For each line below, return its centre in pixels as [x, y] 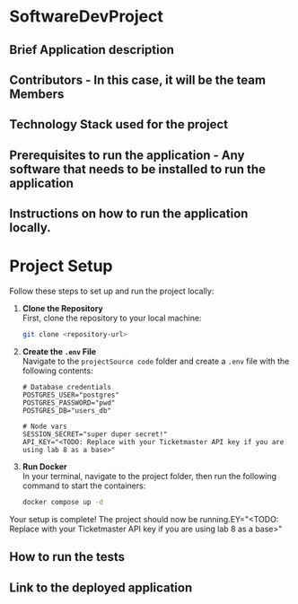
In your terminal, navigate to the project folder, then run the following [149, 476]
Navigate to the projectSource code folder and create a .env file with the [156, 361]
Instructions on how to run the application [129, 214]
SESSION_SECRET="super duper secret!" [95, 434]
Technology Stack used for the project [119, 124]
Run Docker [44, 466]
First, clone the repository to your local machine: [112, 318]
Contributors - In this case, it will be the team [138, 79]
